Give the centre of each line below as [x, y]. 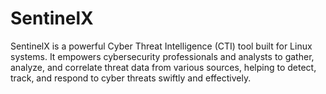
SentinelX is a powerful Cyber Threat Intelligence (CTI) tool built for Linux [161, 46]
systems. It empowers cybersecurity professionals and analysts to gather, [162, 56]
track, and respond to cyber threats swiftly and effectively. [131, 78]
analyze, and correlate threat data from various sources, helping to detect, [163, 67]
